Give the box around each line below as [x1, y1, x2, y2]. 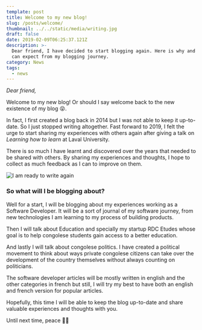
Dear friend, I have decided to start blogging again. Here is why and [11, 48, 196, 54]
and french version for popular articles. [6, 287, 104, 294]
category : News [6, 59, 45, 65]
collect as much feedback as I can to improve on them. [6, 160, 143, 167]
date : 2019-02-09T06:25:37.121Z [6, 37, 87, 43]
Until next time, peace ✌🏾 [6, 317, 69, 324]
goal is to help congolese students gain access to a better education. [6, 231, 178, 238]
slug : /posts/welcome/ [6, 20, 63, 26]
